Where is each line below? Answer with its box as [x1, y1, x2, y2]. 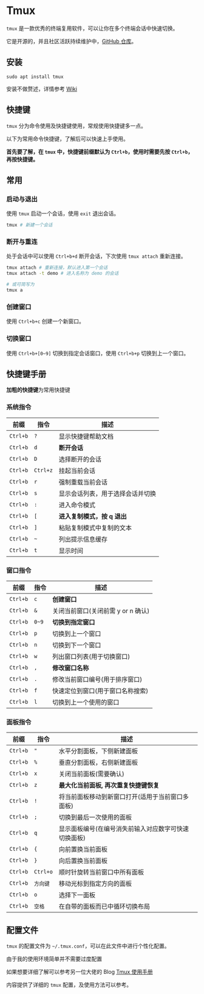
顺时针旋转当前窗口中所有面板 [58, 868, 144, 876]
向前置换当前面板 [58, 845, 108, 854]
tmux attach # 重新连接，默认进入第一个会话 [6, 264, 108, 271]
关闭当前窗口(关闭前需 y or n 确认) [52, 606, 150, 615]
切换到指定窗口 [52, 618, 95, 627]
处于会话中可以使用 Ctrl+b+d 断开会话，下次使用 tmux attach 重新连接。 [6, 252, 186, 260]
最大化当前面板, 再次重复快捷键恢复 [58, 781, 160, 790]
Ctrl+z [34, 467, 53, 474]
